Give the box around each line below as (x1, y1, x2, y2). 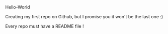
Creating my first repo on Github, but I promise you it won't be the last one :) (5, 14, 163, 19)
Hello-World (5, 4, 30, 10)
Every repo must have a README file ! (5, 23, 84, 29)
